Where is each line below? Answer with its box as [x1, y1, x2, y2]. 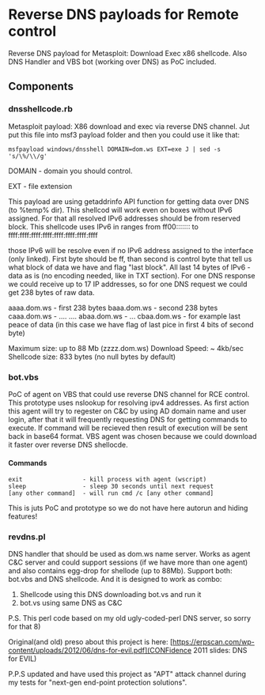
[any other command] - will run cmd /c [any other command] [8, 489, 214, 497]
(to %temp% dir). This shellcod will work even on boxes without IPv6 [8, 205, 233, 214]
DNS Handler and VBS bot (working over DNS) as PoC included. [8, 57, 217, 66]
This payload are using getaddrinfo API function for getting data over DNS [8, 196, 249, 206]
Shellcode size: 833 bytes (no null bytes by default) [8, 352, 176, 361]
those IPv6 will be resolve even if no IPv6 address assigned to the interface [8, 245, 254, 255]
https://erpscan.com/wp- [172, 637, 255, 647]
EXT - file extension [8, 181, 73, 191]
